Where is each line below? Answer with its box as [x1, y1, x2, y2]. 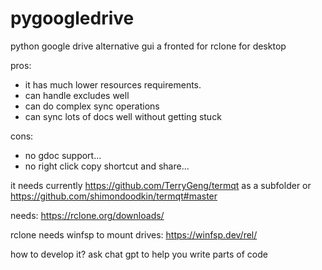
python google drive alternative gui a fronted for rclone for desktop [10, 40, 287, 52]
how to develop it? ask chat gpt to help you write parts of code [10, 248, 268, 260]
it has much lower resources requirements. [24, 78, 202, 91]
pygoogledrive [10, 7, 135, 30]
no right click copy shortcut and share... [24, 160, 190, 172]
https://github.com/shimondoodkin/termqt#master [10, 190, 218, 202]
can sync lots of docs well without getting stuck [24, 110, 222, 122]
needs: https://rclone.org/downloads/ [10, 209, 165, 221]
